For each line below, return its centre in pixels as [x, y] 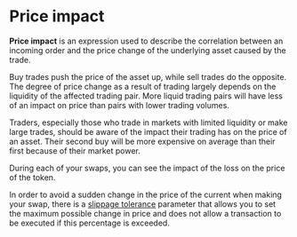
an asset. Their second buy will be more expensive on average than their [142, 141]
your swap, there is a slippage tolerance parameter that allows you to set [143, 204]
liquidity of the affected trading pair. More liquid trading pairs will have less [146, 96]
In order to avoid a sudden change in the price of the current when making [146, 194]
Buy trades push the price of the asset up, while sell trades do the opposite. [148, 76]
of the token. [32, 177]
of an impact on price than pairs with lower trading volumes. [119, 105]
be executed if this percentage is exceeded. [90, 223]
